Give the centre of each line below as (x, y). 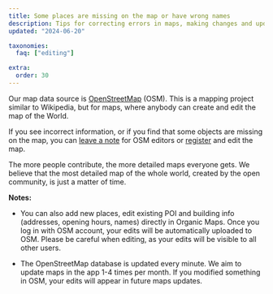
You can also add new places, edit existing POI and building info (127, 213)
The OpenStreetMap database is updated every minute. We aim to (131, 263)
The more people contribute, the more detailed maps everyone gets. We (129, 164)
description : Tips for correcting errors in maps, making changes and (130, 24)
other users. (40, 248)
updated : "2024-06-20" (47, 31)
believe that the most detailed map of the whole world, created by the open (134, 173)
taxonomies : (28, 45)
